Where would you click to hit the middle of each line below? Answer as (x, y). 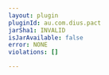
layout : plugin (33, 15)
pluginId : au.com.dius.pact (55, 23)
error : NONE (28, 45)
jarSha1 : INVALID (37, 30)
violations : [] (33, 52)
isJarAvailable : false (46, 37)
